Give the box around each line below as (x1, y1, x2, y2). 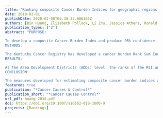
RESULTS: (5, 56, 23, 61)
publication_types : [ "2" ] (5, 25, 57, 30)
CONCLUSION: (5, 69, 29, 74)
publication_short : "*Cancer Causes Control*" (5, 92, 101, 97)
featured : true (5, 83, 36, 88)
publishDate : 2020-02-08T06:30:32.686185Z (5, 16, 92, 21)
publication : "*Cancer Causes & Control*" (5, 87, 92, 92)
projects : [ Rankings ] (5, 105, 49, 110)
